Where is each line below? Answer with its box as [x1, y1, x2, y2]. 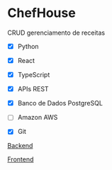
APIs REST [17, 85, 49, 93]
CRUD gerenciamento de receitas [7, 28, 105, 37]
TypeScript [17, 71, 50, 79]
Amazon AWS [17, 113, 58, 122]
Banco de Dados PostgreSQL [17, 99, 103, 108]
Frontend [7, 155, 34, 164]
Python [17, 42, 39, 50]
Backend [7, 142, 33, 150]
